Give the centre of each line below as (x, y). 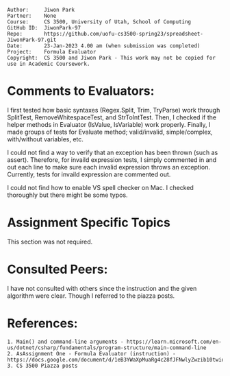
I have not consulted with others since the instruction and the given (102, 288)
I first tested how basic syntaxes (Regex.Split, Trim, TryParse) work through (114, 110)
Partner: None (32, 16)
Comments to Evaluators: (81, 91)
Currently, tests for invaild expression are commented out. (89, 174)
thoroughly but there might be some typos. (67, 195)
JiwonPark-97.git (32, 40)
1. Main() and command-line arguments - (66, 342)
